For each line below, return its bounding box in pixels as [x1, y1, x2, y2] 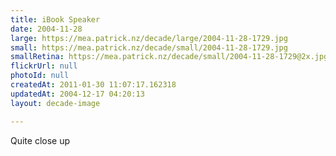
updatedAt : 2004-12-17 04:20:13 [10, 89, 145, 99]
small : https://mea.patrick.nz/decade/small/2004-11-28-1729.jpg [10, 42, 288, 53]
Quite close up [10, 134, 71, 146]
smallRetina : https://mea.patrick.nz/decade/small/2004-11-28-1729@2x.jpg [10, 52, 329, 62]
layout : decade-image [10, 98, 101, 108]
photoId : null [10, 71, 70, 81]
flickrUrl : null [10, 61, 78, 71]
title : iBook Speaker [10, 14, 101, 25]
